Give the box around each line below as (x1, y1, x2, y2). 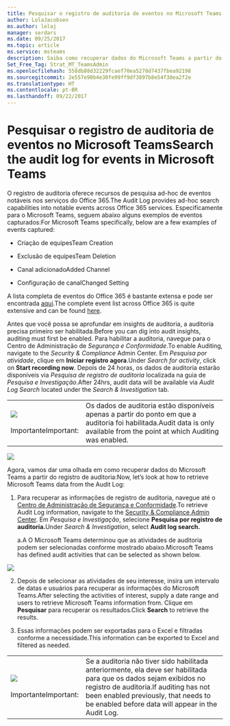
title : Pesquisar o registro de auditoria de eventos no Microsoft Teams (7, 10, 222, 17)
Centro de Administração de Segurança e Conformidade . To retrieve (16, 500, 208, 508)
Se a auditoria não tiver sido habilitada (85, 656, 209, 666)
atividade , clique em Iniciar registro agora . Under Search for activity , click (7, 356, 217, 364)
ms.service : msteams (7, 49, 66, 56)
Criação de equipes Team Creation (16, 238, 114, 247)
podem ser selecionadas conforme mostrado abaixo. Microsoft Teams (16, 543, 214, 551)
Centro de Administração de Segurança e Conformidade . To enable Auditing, (7, 341, 223, 350)
